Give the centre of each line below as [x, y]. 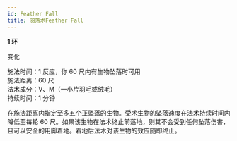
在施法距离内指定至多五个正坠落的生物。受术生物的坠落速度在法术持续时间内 [119, 113]
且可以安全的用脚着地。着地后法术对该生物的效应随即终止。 [94, 130]
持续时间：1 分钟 [31, 98]
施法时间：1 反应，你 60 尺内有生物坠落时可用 [74, 71]
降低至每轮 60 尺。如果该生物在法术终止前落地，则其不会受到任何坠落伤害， [118, 121]
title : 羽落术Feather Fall [45, 20]
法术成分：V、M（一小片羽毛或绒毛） [62, 89]
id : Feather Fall [33, 14]
